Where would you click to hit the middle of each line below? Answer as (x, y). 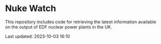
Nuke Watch (31, 8)
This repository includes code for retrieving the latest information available (81, 22)
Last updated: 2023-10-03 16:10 (38, 36)
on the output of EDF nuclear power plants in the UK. (59, 27)
